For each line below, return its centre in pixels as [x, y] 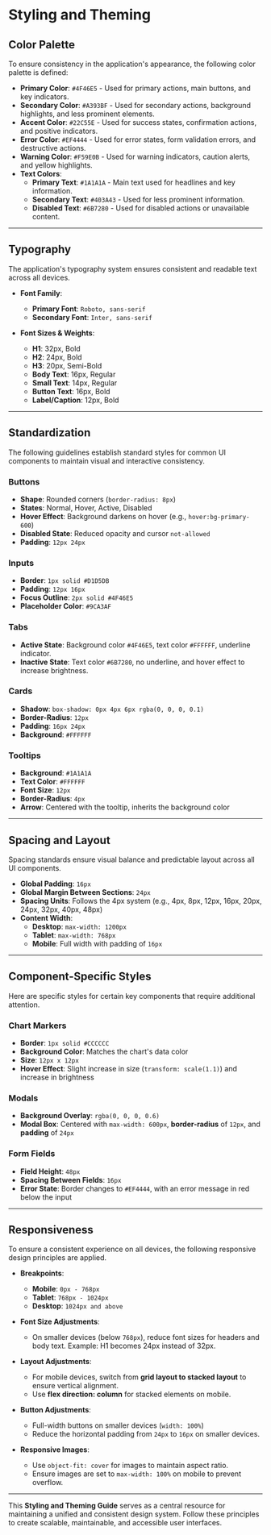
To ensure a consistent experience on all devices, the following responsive [132, 1249]
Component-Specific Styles [80, 977]
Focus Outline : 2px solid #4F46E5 [77, 597]
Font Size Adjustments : [60, 1322]
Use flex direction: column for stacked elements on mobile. [131, 1394]
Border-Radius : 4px [52, 799]
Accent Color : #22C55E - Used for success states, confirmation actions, [138, 122]
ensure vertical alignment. [75, 1386]
